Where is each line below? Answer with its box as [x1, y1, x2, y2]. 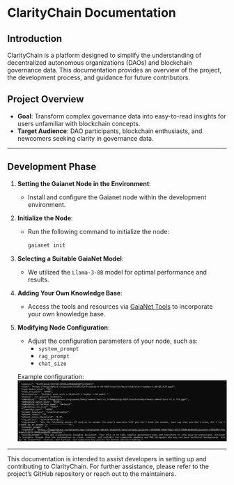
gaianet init [27, 242, 66, 249]
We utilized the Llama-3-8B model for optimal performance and [27, 268, 208, 276]
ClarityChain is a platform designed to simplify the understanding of [7, 51, 202, 59]
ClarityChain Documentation [7, 5, 176, 21]
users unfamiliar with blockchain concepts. [17, 119, 141, 128]
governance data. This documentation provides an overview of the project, [7, 66, 222, 74]
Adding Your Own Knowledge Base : [17, 288, 123, 297]
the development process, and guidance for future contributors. [7, 73, 190, 82]
